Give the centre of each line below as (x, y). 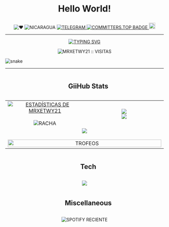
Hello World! (84, 9)
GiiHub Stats (88, 86)
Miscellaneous (88, 203)
